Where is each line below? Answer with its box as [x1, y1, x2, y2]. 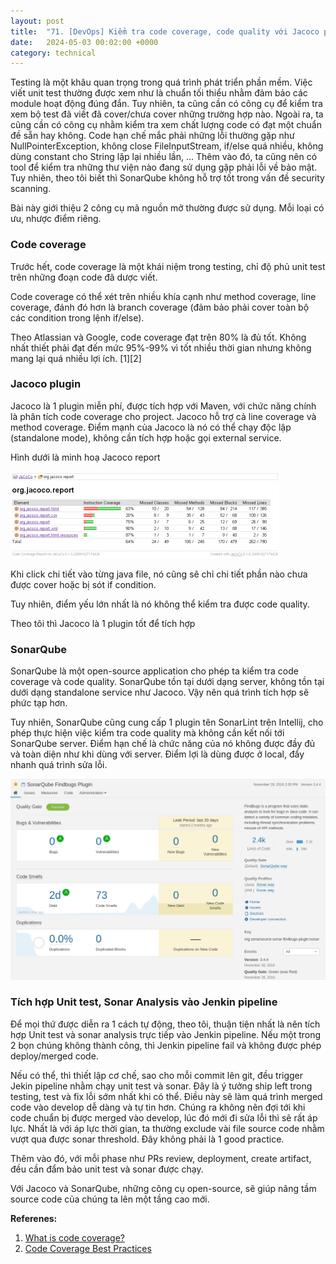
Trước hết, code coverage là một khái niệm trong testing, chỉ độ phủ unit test [10, 260, 326, 272]
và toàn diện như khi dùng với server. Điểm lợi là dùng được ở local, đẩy [10, 748, 305, 760]
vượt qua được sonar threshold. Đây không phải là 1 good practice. [10, 1133, 285, 1145]
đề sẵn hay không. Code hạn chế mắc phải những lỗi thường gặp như [10, 130, 295, 142]
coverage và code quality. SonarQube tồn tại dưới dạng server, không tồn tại [10, 676, 325, 688]
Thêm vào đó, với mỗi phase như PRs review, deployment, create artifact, [10, 1152, 312, 1164]
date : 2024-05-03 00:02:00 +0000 [10, 37, 159, 47]
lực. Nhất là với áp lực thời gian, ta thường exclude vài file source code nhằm [10, 1122, 325, 1134]
